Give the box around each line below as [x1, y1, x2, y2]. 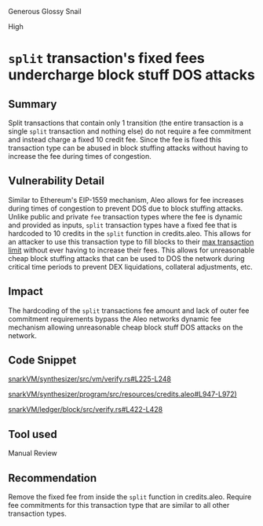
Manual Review [8, 448, 57, 458]
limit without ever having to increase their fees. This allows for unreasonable [8, 245, 255, 255]
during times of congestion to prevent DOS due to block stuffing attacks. [8, 204, 243, 213]
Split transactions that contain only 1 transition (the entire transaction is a [8, 118, 243, 127]
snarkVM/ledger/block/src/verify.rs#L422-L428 [8, 405, 163, 414]
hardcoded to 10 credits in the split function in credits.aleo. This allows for [8, 228, 251, 238]
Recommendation [8, 471, 97, 484]
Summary [8, 97, 57, 111]
